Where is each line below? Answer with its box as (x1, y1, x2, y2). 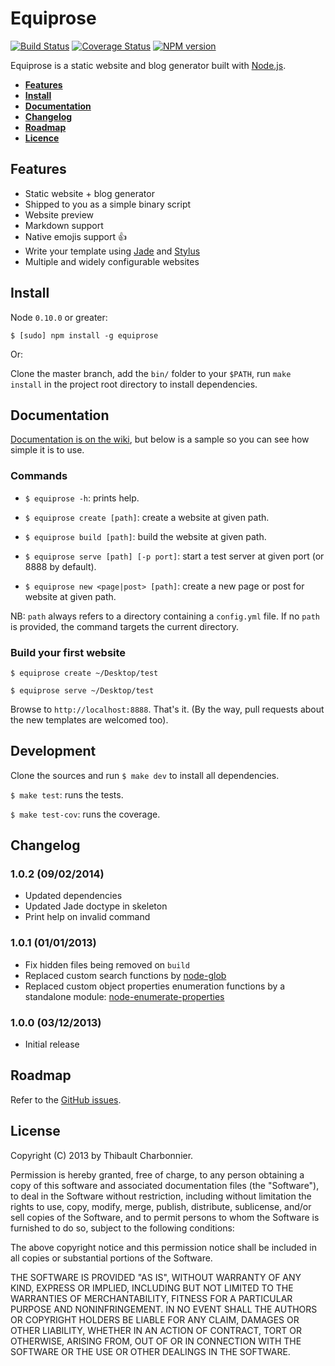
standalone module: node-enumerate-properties (24, 990, 225, 1002)
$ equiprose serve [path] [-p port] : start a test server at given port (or (24, 550, 325, 562)
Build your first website (10, 645, 127, 659)
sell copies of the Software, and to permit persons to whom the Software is (10, 1211, 320, 1223)
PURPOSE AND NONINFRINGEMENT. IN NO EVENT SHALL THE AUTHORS (10, 1303, 318, 1315)
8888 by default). (24, 560, 97, 572)
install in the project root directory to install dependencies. (10, 378, 258, 390)
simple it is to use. (10, 444, 85, 456)
